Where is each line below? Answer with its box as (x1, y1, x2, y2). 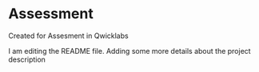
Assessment (8, 5, 94, 23)
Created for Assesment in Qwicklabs (8, 31, 129, 40)
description (8, 55, 46, 64)
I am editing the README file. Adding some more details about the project (8, 46, 251, 55)
